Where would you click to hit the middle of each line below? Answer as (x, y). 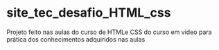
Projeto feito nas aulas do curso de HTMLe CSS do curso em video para (109, 32)
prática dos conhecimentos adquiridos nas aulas (76, 39)
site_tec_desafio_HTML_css (89, 13)
